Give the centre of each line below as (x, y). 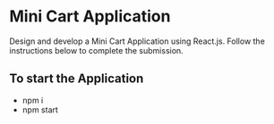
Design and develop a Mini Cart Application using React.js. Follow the (137, 41)
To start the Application (77, 79)
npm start (40, 110)
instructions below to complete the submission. (96, 50)
